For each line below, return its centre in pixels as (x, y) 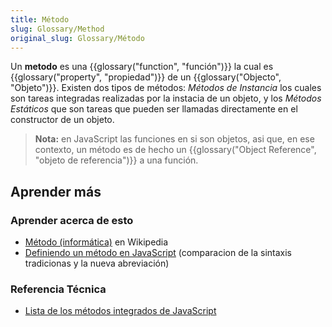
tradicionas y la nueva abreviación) (97, 263)
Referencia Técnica (58, 289)
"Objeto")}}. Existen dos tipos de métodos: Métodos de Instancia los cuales (166, 88)
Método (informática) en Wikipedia (96, 242)
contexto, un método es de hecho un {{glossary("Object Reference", (175, 150)
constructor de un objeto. (62, 120)
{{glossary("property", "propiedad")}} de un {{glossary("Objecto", (146, 77)
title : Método (40, 19)
